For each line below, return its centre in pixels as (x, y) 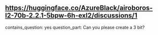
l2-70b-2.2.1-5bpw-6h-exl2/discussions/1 (71, 16)
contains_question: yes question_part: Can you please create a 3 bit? (75, 27)
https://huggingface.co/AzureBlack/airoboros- (79, 8)
